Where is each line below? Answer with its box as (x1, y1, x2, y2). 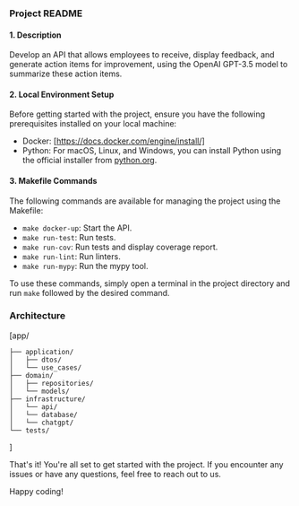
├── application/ (9, 347, 74, 356)
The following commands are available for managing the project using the (9, 196, 281, 206)
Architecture (9, 310, 66, 322)
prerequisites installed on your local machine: (9, 118, 177, 129)
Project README (9, 7, 83, 20)
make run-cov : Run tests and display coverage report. (21, 241, 218, 252)
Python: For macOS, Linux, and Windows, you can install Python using (21, 145, 282, 156)
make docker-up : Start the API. (21, 222, 132, 233)
